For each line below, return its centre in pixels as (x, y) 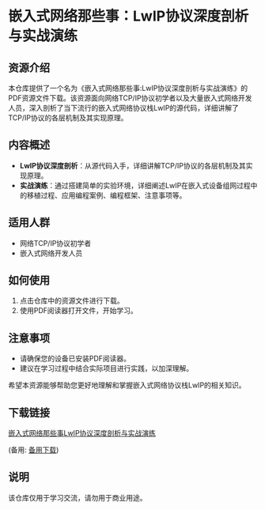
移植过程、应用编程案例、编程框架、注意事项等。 (106, 195)
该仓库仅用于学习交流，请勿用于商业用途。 (78, 497)
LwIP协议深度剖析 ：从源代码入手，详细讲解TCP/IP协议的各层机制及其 (133, 165)
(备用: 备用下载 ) (34, 450)
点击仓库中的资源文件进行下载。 (72, 300)
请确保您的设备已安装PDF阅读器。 (75, 359)
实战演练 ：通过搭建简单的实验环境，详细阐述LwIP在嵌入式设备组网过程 (135, 185)
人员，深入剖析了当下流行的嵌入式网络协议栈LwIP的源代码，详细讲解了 (124, 108)
